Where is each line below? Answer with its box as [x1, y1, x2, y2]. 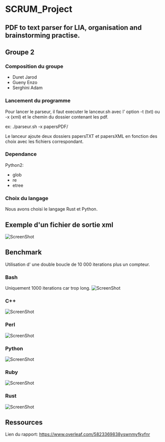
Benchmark [5, 248, 42, 257]
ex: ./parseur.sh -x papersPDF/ [5, 123, 69, 129]
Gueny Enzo [12, 80, 38, 86]
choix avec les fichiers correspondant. [5, 138, 83, 144]
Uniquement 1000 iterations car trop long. [5, 285, 90, 291]
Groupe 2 [5, 48, 35, 56]
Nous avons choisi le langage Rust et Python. [5, 206, 98, 212]
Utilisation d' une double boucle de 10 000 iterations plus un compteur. [5, 261, 150, 267]
